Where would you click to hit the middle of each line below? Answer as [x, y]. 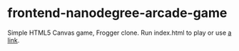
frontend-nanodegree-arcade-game [117, 13]
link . [14, 40]
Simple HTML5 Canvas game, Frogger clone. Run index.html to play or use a [119, 33]
